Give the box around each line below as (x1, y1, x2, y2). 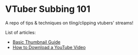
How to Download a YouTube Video (12, 44, 86, 50)
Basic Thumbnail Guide (12, 39, 61, 45)
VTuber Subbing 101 (5, 3, 90, 15)
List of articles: (5, 29, 36, 35)
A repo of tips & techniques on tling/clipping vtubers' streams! (5, 20, 134, 26)
